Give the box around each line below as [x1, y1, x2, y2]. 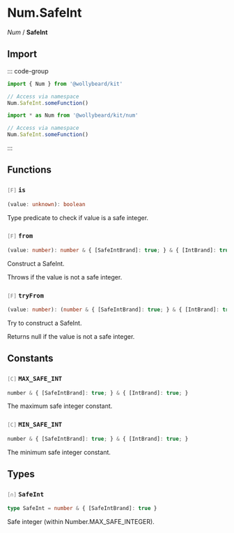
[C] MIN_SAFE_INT [7, 421, 63, 429]
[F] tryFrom [7, 291, 44, 300]
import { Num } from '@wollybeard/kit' [7, 80, 123, 87]
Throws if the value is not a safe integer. [7, 272, 123, 281]
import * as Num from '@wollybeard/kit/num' [7, 112, 139, 119]
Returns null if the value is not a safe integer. [7, 332, 135, 340]
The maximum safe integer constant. [7, 402, 113, 410]
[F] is [7, 187, 26, 194]
